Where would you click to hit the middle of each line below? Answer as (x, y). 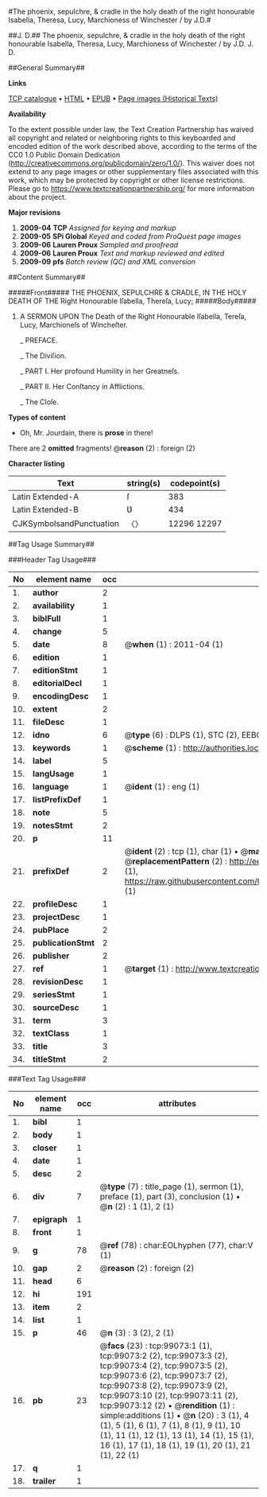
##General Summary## (46, 68)
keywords (52, 748)
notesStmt (53, 825)
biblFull (47, 618)
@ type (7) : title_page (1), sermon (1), (172, 1187)
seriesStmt (54, 994)
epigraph (50, 1219)
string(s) (144, 483)
